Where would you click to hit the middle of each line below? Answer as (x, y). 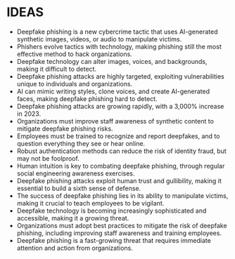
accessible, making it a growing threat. (73, 218)
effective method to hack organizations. (75, 54)
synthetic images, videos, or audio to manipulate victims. (99, 39)
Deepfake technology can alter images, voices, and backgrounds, (112, 61)
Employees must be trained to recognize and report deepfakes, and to (118, 136)
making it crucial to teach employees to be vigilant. (90, 203)
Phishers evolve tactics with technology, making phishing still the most (119, 46)
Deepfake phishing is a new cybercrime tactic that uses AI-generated (118, 32)
